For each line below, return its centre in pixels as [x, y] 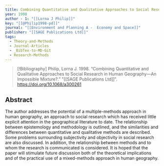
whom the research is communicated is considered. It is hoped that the [76, 148]
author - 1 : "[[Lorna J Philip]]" [40, 19]
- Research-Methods [29, 55]
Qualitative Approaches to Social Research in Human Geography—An [87, 74]
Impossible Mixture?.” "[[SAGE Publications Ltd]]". [67, 79]
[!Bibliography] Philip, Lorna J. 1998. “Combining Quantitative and [83, 69]
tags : [10, 37]
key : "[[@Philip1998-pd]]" [32, 23]
